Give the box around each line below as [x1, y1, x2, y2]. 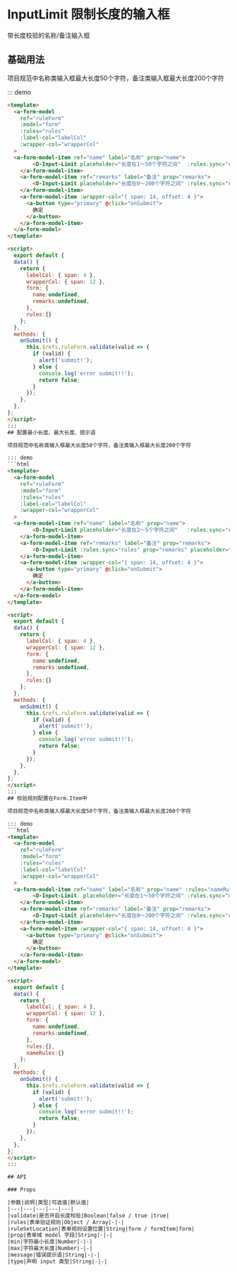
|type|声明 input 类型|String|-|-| [7, 1258, 108, 1265]
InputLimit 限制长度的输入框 [7, 6, 171, 23]
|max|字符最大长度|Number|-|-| [7, 1245, 93, 1252]
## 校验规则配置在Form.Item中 [7, 795, 88, 802]
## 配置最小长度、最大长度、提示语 [7, 429, 96, 436]
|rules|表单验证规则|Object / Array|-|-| [7, 1218, 125, 1225]
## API [7, 1173, 27, 1181]
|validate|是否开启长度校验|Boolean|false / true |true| [7, 1212, 170, 1219]
